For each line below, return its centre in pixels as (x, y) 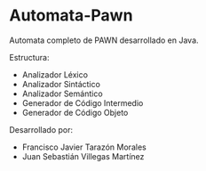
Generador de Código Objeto (75, 112)
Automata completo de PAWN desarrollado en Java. (104, 40)
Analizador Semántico (63, 94)
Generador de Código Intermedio (83, 102)
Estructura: (29, 57)
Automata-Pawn (71, 16)
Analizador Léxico (55, 74)
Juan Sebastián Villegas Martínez (83, 156)
